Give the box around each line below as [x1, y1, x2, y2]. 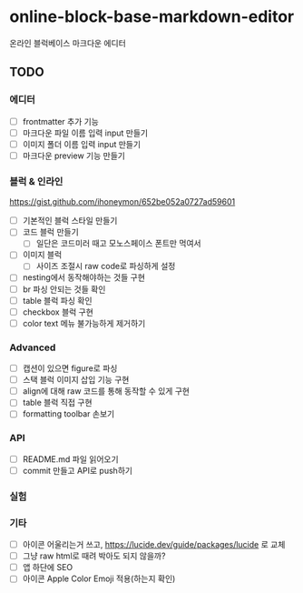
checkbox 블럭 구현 [22, 307, 93, 317]
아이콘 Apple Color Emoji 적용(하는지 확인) [22, 573, 176, 584]
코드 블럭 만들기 [22, 226, 79, 237]
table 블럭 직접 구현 [22, 397, 93, 408]
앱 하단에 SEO [22, 562, 73, 573]
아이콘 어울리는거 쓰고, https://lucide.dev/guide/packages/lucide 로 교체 [22, 539, 286, 550]
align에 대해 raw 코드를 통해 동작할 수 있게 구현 [22, 386, 191, 397]
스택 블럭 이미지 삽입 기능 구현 [22, 375, 130, 386]
